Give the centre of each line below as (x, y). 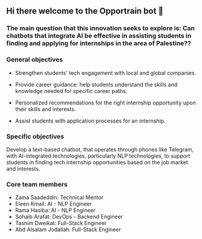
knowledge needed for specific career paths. (71, 91)
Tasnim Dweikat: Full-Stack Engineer (61, 223)
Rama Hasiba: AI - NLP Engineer (55, 210)
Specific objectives (35, 136)
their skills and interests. (45, 109)
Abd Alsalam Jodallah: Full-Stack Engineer (68, 229)
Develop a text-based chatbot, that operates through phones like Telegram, (100, 149)
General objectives (35, 60)
